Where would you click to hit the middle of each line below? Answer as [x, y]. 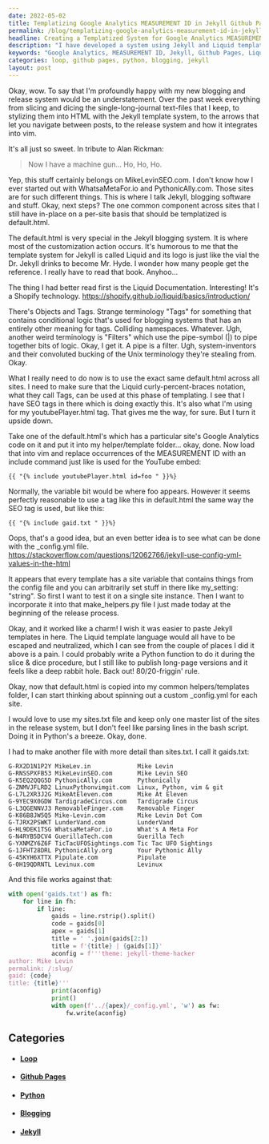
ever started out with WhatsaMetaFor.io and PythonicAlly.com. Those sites [131, 188]
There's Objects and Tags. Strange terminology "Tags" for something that [130, 311]
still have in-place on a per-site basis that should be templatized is [117, 214]
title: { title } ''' [39, 983]
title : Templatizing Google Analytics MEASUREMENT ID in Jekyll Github [130, 23]
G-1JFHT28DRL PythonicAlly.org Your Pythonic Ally [105, 850]
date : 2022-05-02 [37, 16]
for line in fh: [50, 901]
